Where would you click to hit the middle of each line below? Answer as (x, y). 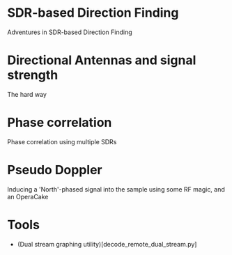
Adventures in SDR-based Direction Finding (70, 32)
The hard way (27, 94)
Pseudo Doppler (55, 170)
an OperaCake (28, 196)
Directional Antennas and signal (102, 60)
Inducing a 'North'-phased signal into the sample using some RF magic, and (116, 189)
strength (33, 75)
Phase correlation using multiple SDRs (62, 141)
